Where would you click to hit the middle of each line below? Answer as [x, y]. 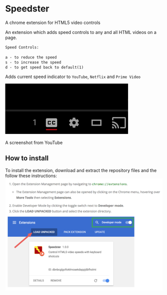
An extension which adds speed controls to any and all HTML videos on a [81, 32]
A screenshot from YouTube [34, 142]
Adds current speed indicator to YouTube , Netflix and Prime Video [73, 76]
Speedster [27, 9]
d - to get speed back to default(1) [44, 67]
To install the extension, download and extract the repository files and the [81, 170]
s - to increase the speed [33, 62]
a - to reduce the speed [31, 57]
